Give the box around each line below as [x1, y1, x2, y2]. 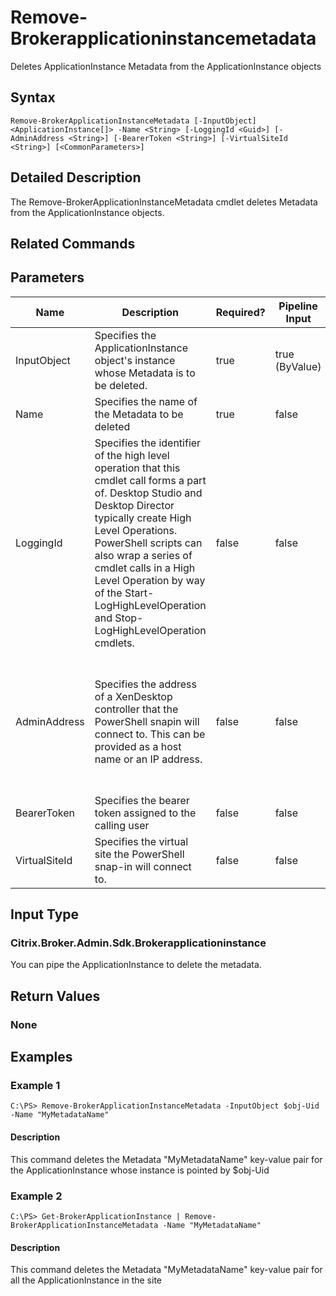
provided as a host [94, 739, 182, 753]
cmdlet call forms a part [94, 473, 207, 487]
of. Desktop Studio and [94, 486, 203, 500]
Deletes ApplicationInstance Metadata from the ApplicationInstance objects [10, 60, 322, 72]
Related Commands [10, 235, 136, 252]
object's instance [94, 353, 176, 367]
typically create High [94, 511, 192, 525]
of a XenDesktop [94, 689, 173, 703]
